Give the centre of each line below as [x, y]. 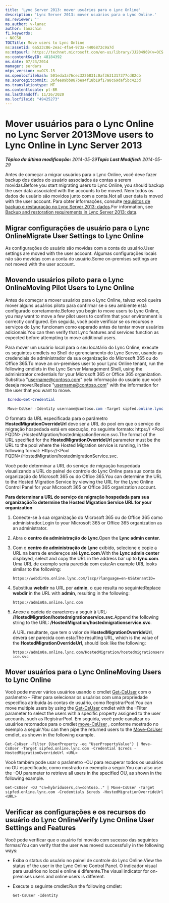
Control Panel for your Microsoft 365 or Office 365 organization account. [81, 487]
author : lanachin [23, 29]
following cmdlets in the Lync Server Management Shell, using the [74, 368]
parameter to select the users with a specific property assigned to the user [83, 713]
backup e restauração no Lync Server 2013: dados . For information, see [79, 207]
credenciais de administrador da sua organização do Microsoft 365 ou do [81, 358]
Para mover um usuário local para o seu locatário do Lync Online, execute [82, 347]
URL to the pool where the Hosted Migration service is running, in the [77, 445]
